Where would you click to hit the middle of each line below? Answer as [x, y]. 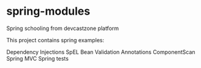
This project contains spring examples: [55, 40]
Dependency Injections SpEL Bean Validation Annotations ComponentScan [101, 52]
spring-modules [48, 11]
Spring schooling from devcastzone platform [63, 28]
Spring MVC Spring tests [38, 58]
